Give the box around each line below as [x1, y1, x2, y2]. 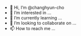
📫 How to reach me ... [9, 26, 55, 31]
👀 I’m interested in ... [9, 10, 52, 16]
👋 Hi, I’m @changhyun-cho [9, 5, 65, 10]
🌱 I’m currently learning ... [9, 15, 62, 20]
